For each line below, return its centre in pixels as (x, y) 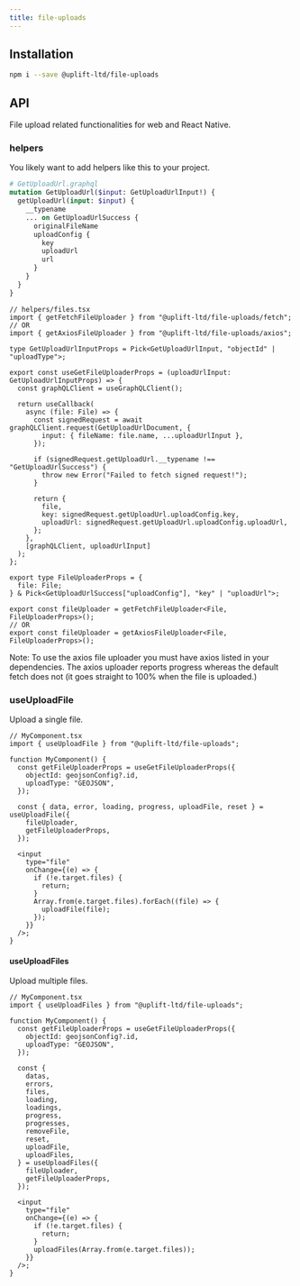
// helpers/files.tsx (50, 309)
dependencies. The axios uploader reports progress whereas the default (144, 667)
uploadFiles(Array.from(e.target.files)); (114, 1250)
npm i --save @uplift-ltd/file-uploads (84, 75)
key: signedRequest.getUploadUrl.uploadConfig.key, (141, 515)
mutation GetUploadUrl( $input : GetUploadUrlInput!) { (113, 193)
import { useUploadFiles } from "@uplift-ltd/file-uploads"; (127, 1006)
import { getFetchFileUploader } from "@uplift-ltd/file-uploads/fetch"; (151, 317)
